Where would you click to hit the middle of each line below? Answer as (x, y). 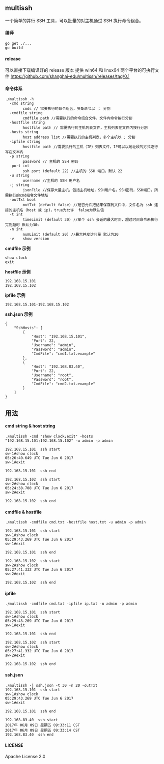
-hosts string (24, 132)
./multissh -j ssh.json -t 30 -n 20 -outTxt (51, 685)
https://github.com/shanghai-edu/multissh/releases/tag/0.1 (70, 76)
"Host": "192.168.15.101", (59, 336)
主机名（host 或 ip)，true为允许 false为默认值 (58, 210)
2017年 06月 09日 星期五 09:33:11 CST (42, 725)
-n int (16, 229)
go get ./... (18, 44)
